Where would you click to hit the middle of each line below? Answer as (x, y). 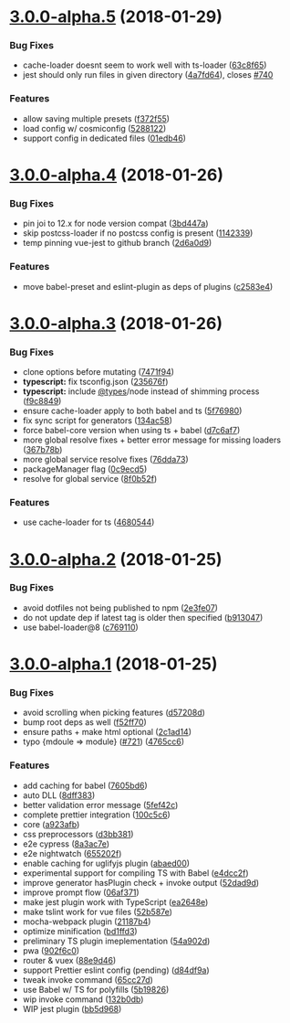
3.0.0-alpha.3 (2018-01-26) (116, 323)
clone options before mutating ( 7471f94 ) (98, 372)
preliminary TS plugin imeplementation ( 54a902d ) (116, 941)
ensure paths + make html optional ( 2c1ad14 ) (107, 732)
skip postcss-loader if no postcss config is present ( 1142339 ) (138, 233)
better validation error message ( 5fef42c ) (100, 805)
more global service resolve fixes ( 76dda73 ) (105, 460)
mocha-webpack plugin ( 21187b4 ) (87, 922)
